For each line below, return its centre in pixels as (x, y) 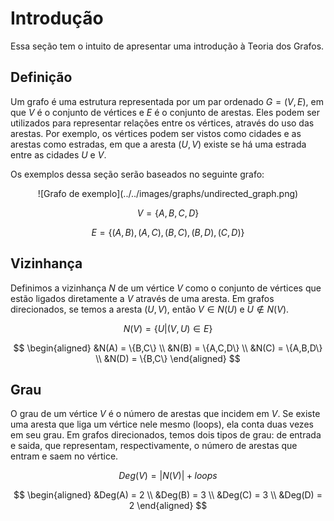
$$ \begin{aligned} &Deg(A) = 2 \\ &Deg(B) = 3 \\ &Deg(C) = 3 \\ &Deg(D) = (168, 495)
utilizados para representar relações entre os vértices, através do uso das (162, 123)
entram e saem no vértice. (64, 456)
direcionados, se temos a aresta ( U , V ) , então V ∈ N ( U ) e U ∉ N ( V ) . (150, 309)
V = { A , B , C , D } (168, 213)
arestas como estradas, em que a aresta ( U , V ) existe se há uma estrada (158, 144)
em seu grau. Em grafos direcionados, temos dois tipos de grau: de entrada (166, 435)
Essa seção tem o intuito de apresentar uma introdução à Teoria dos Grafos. (167, 46)
